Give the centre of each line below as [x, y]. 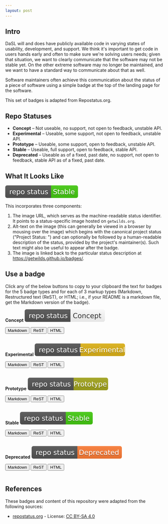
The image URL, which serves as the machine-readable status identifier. [87, 216]
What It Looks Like [35, 176]
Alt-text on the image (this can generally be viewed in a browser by [82, 226]
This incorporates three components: [43, 206]
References [24, 489]
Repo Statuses [28, 116]
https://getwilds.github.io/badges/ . [48, 258]
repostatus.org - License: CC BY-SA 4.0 [54, 516]
